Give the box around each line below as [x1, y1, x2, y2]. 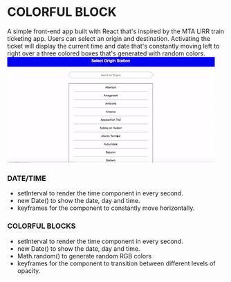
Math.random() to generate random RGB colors [17, 252, 152, 260]
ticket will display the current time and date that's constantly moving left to [7, 42, 220, 50]
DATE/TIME [7, 173, 46, 183]
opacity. [17, 266, 41, 274]
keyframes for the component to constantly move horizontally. [17, 204, 195, 212]
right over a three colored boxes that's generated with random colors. [7, 49, 205, 58]
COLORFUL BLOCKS [7, 221, 76, 231]
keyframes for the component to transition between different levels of [17, 259, 216, 267]
